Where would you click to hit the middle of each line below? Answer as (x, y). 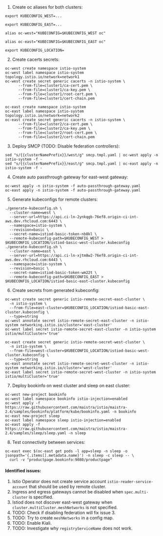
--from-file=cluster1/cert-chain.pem (56, 98)
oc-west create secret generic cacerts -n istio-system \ (65, 81)
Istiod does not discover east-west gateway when (62, 502)
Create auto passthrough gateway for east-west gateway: (70, 177)
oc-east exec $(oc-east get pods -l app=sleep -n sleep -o (66, 451)
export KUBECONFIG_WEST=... (34, 16)
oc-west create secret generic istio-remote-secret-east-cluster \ (75, 299)
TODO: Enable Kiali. (32, 523)
